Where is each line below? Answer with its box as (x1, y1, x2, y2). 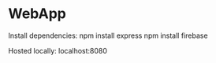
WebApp (8, 5, 67, 23)
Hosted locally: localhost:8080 (8, 46, 108, 55)
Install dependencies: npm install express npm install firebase (8, 31, 208, 40)
